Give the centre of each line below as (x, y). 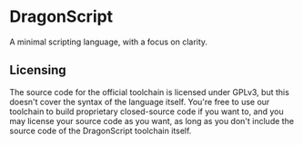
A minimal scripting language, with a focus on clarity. (108, 42)
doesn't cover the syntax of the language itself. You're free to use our (140, 101)
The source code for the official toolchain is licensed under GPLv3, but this (149, 92)
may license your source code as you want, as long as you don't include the (151, 121)
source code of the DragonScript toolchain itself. (101, 130)
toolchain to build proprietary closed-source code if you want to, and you (146, 111)
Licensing (38, 70)
